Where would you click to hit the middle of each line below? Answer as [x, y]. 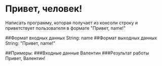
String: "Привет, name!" [30, 43]
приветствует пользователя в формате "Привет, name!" [66, 28]
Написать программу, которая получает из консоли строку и [72, 23]
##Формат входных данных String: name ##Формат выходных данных [81, 38]
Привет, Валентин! [25, 58]
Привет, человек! [44, 9]
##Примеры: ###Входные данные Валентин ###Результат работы [77, 53]
